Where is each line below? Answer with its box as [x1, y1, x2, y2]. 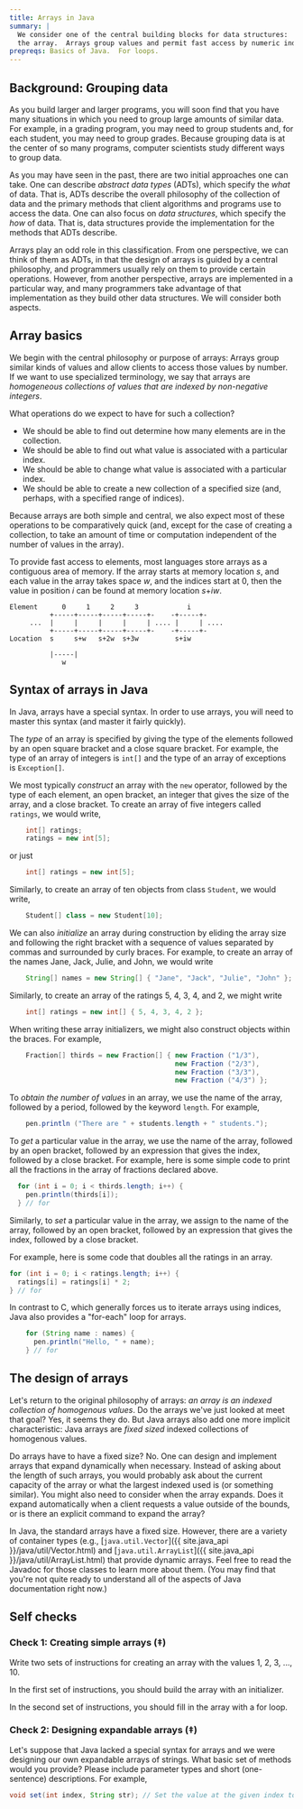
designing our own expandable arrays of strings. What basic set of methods [9, 1754, 292, 1765]
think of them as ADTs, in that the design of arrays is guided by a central [9, 254, 278, 264]
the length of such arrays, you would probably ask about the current [9, 1470, 263, 1481]
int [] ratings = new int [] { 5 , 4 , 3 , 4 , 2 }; [25, 1007, 204, 1016]
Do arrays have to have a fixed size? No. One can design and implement [9, 1450, 278, 1462]
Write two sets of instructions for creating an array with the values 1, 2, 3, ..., [9, 1657, 293, 1667]
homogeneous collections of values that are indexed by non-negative [9, 381, 269, 392]
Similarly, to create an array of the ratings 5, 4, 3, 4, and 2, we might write [9, 990, 282, 1001]
